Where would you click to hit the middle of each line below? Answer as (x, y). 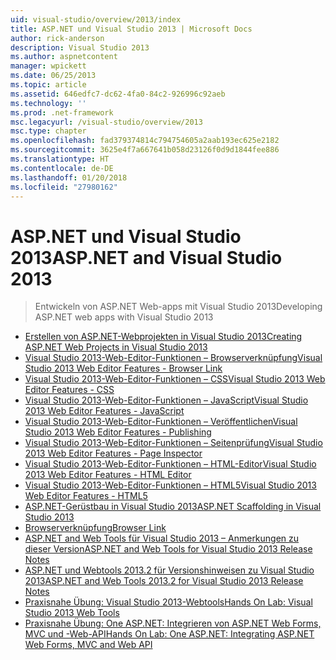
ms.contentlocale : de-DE (62, 168)
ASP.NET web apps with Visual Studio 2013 (124, 317)
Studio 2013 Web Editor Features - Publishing (118, 432)
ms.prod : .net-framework (62, 112)
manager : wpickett (48, 66)
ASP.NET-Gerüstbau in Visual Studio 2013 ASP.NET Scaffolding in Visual (173, 507)
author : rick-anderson (57, 38)
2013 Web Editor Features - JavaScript (104, 411)
